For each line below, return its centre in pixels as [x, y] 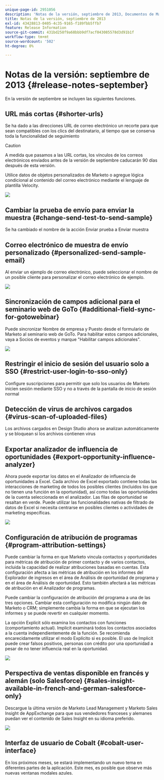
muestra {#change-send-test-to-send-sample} [79, 218]
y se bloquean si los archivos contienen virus [51, 434]
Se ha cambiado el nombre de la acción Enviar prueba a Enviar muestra [77, 230]
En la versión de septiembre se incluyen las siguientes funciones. [71, 98]
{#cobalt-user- [120, 743]
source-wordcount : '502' [30, 42]
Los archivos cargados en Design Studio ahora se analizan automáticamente [82, 429]
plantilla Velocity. [22, 185]
